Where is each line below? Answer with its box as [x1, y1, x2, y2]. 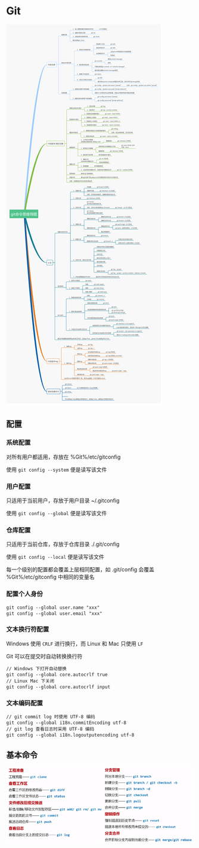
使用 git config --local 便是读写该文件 [6, 553, 104, 561]
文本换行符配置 [6, 625, 49, 633]
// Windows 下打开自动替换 [6, 666, 67, 671]
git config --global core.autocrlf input [6, 684, 111, 690]
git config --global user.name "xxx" [6, 604, 100, 611]
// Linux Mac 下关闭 [6, 678, 55, 684]
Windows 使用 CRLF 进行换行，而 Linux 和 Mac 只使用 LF [6, 640, 144, 647]
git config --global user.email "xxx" [6, 610, 102, 617]
